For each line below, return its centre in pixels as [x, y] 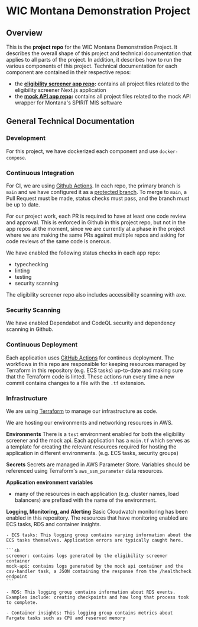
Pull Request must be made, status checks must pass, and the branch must [98, 198]
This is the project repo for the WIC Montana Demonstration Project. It [92, 47]
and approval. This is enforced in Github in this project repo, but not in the [96, 222]
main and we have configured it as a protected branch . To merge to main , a [97, 192]
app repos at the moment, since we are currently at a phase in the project [95, 228]
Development [26, 138]
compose [16, 158]
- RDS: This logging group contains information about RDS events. [91, 592]
